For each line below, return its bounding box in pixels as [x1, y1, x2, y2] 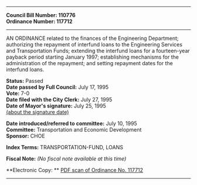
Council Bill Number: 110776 [6, 12, 76, 18]
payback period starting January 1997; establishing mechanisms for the [6, 53, 179, 60]
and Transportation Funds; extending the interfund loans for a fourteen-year [6, 48, 191, 54]
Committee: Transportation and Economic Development [6, 126, 142, 133]
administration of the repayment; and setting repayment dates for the [6, 60, 173, 66]
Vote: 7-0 [6, 90, 30, 97]
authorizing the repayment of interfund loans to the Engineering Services [6, 41, 183, 48]
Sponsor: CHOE [6, 133, 45, 139]
